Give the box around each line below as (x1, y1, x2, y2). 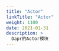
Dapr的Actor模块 (11, 36, 49, 42)
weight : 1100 (6, 19, 38, 25)
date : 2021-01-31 (6, 25, 49, 31)
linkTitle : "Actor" (6, 14, 54, 20)
